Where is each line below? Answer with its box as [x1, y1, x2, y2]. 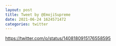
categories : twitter [5, 21, 49, 27]
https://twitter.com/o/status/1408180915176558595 [5, 35, 111, 41]
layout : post [5, 7, 33, 13]
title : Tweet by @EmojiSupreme [5, 12, 71, 17]
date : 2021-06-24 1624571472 [5, 17, 66, 22]
